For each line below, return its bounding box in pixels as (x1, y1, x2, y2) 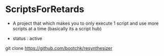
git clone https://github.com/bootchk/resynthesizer (5, 45, 113, 51)
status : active (12, 35, 42, 41)
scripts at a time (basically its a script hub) (12, 25, 102, 31)
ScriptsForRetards (5, 4, 85, 15)
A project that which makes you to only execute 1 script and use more (12, 20, 159, 26)
